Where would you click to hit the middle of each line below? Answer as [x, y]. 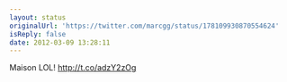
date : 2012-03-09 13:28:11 [60, 42]
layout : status [38, 17]
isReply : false [38, 34]
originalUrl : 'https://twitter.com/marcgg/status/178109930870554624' [144, 26]
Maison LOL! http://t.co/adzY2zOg [73, 68]
